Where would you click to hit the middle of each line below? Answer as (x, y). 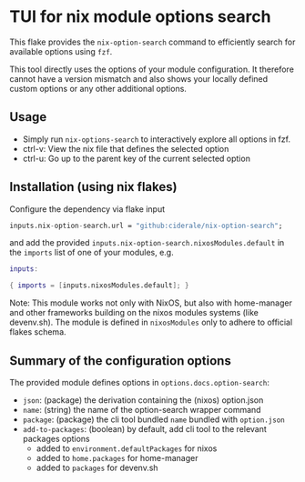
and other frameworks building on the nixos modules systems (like (134, 313)
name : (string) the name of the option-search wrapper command (142, 410)
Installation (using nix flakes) (93, 187)
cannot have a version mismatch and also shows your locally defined (139, 78)
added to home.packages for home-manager (117, 458)
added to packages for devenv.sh (97, 467)
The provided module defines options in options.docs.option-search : (140, 382)
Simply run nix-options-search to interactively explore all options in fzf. (157, 139)
